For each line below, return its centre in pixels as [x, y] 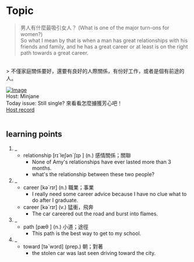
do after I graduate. [55, 200]
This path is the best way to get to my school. [87, 233]
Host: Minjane [23, 96]
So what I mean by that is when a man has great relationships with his [104, 40]
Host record [20, 110]
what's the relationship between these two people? [93, 174]
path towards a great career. [54, 53]
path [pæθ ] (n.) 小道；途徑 [56, 226]
